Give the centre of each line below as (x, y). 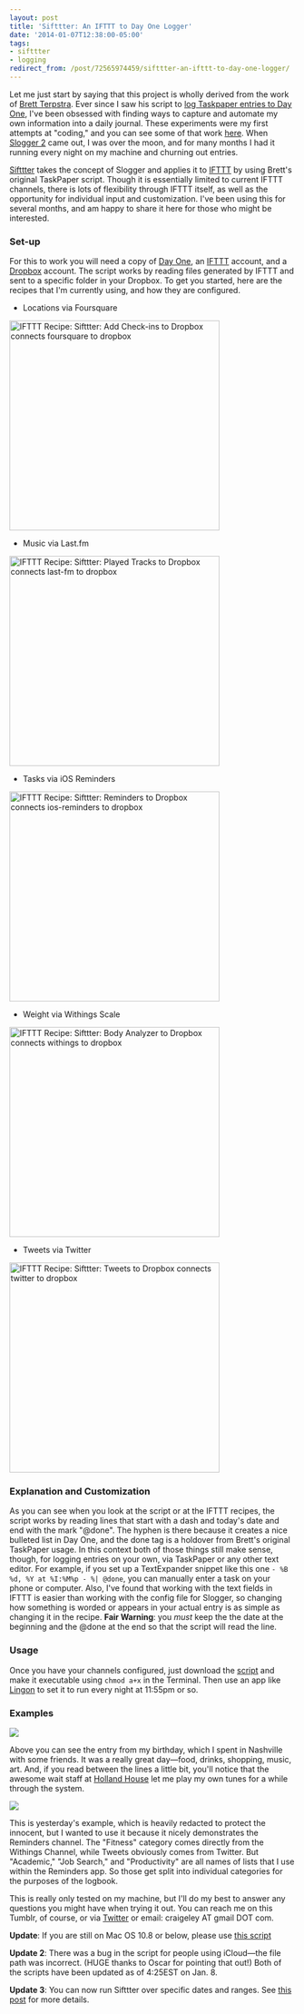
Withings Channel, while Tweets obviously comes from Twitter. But (134, 1852)
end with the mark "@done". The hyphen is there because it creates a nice (148, 1530)
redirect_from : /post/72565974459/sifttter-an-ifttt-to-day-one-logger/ (150, 69)
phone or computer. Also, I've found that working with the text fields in (141, 1588)
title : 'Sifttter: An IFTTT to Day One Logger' (101, 26)
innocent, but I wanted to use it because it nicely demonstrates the (134, 1833)
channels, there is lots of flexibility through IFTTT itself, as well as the (139, 189)
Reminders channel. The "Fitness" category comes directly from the (137, 1842)
